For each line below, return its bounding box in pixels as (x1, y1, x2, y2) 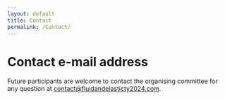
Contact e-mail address (7, 54, 149, 70)
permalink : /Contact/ (7, 23, 71, 30)
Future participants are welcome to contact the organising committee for (7, 77, 219, 85)
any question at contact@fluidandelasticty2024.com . (7, 85, 162, 93)
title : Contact (7, 17, 52, 24)
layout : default (7, 10, 55, 18)
